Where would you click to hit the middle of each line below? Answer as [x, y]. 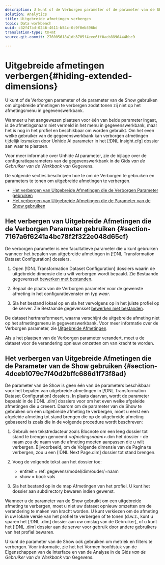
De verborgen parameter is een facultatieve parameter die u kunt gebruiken [82, 248]
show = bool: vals [37, 477]
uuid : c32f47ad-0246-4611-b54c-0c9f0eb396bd [51, 28]
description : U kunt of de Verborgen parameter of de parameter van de [80, 10]
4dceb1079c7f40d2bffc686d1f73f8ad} [66, 374]
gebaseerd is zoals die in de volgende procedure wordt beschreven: [74, 422]
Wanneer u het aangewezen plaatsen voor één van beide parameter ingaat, [81, 120]
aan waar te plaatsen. [27, 146]
